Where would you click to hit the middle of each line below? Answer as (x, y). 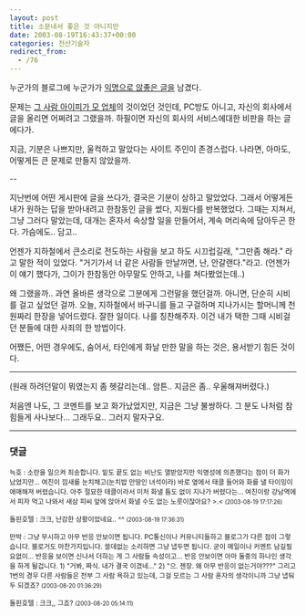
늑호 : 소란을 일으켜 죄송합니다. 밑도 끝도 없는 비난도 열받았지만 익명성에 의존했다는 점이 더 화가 (150, 473)
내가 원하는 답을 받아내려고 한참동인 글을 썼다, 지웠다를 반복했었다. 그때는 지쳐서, (153, 209)
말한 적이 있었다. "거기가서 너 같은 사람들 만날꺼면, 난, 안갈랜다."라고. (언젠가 (154, 262)
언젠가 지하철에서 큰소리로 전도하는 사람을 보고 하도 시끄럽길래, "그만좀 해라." (147, 251)
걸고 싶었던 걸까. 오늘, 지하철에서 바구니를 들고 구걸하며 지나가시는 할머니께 (153, 305)
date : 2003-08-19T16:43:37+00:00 (73, 35)
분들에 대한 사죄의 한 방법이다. (72, 328)
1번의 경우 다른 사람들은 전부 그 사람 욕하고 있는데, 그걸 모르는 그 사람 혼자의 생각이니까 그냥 (145, 576)
